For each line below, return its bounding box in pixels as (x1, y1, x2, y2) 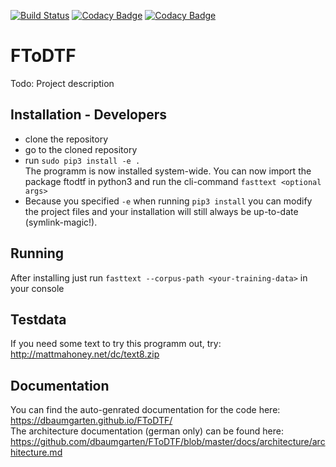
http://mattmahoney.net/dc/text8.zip (10, 348, 160, 360)
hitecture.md (10, 446, 63, 459)
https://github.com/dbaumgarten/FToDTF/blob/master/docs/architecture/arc (10, 436, 326, 448)
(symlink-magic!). (24, 216, 98, 228)
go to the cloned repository (24, 143, 138, 155)
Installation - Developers (10, 106, 168, 124)
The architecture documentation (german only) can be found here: (10, 425, 284, 437)
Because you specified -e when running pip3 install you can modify (24, 195, 313, 207)
